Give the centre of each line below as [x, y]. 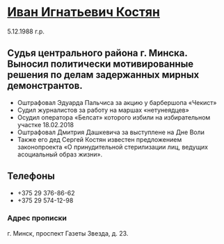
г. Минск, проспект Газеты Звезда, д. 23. [68, 233]
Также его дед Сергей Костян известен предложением [99, 139]
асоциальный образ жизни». [60, 154]
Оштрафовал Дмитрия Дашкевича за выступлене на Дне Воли [111, 132]
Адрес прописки [37, 218]
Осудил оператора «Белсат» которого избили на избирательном [114, 117]
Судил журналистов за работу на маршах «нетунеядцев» [103, 110]
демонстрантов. [45, 86]
